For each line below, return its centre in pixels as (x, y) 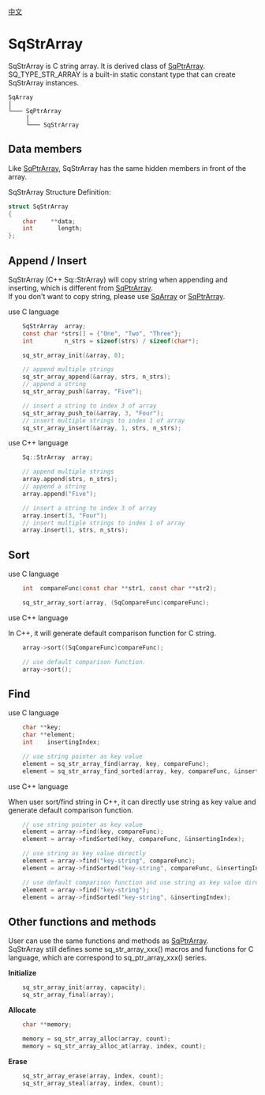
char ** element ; (49, 735)
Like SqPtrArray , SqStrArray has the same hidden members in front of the (127, 168)
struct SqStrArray (38, 206)
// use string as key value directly (84, 854)
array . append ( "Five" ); (60, 494)
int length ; (52, 229)
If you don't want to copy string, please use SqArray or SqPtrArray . (117, 296)
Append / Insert (47, 261)
